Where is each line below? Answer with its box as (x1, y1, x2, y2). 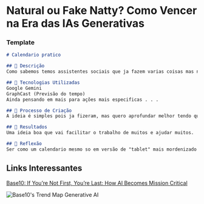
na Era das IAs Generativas (6, 16, 144, 30)
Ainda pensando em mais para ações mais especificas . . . (6, 97, 159, 103)
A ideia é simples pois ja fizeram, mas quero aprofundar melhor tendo (6, 113, 191, 119)
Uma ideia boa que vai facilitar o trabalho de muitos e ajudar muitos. (6, 130, 194, 136)
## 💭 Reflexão (6, 141, 42, 147)
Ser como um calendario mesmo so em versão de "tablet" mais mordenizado (6, 146, 197, 152)
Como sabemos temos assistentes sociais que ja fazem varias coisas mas (6, 69, 194, 75)
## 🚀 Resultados (6, 124, 47, 131)
